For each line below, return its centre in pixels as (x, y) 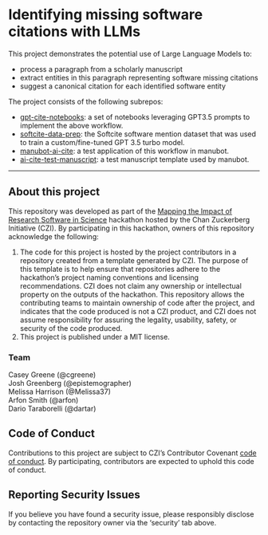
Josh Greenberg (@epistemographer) (70, 384)
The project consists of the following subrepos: (86, 101)
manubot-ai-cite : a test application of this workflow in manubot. (124, 151)
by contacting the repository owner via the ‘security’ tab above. (112, 522)
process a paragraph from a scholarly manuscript (101, 69)
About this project (54, 192)
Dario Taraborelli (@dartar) (52, 409)
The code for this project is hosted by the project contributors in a (128, 252)
